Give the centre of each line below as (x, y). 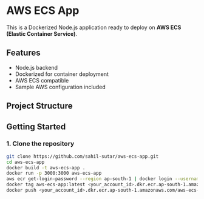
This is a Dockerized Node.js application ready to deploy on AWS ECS (94, 27)
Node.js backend (36, 67)
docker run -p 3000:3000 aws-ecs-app (54, 174)
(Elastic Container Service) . (42, 33)
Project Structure (39, 106)
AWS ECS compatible (42, 80)
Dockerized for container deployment (62, 74)
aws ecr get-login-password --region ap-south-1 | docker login (89, 179)
